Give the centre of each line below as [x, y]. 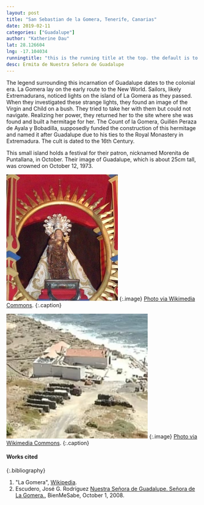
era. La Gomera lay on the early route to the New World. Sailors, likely [94, 89]
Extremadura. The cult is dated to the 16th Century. [71, 141]
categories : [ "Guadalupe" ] [41, 32]
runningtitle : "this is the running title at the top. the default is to [102, 58]
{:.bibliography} [26, 470]
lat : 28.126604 [26, 45]
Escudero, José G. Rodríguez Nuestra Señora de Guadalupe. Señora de [105, 489]
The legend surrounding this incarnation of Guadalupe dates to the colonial [101, 82]
